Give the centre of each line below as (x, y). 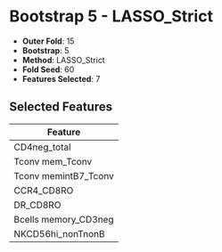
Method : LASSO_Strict (63, 60)
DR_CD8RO (37, 205)
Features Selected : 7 (61, 78)
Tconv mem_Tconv (53, 161)
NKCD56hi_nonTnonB (59, 233)
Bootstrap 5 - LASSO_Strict (111, 16)
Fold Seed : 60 (48, 69)
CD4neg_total (42, 147)
